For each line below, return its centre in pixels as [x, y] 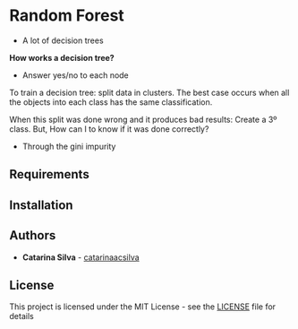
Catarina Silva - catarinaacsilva [81, 257]
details [21, 316]
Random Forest [67, 16]
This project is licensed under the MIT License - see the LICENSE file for [142, 307]
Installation [41, 205]
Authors [33, 235]
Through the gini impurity [69, 146]
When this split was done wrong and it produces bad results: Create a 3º [143, 119]
